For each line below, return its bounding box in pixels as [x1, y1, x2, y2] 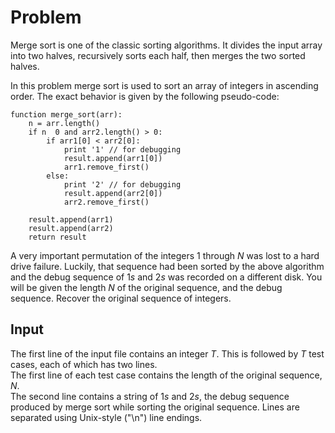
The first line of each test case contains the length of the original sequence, [10, 369, 323, 381]
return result [28, 232, 87, 242]
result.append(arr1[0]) [63, 153, 163, 163]
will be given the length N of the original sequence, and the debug [10, 281, 283, 293]
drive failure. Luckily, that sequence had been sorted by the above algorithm [10, 260, 325, 272]
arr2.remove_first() [63, 197, 150, 207]
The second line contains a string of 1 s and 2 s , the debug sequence [10, 390, 290, 402]
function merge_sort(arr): [10, 109, 123, 120]
